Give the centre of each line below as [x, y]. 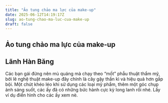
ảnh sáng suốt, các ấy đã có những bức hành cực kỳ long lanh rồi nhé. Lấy [83, 90]
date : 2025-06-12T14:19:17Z [35, 15]
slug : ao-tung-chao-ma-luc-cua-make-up [47, 19]
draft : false [19, 24]
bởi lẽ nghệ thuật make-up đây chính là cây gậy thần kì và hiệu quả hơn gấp [84, 79]
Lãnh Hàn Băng [30, 62]
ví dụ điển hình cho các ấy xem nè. [42, 95]
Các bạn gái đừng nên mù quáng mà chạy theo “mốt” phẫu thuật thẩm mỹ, [83, 74]
